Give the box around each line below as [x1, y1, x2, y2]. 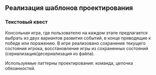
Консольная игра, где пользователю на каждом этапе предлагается [5, 29, 148, 36]
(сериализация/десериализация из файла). [5, 50, 95, 56]
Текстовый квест [5, 19, 48, 25]
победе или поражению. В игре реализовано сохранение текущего [5, 40, 146, 46]
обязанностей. [5, 65, 36, 71]
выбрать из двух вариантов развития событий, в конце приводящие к [5, 35, 151, 41]
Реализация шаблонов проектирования [5, 4, 133, 12]
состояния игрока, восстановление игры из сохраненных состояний [5, 45, 149, 51]
